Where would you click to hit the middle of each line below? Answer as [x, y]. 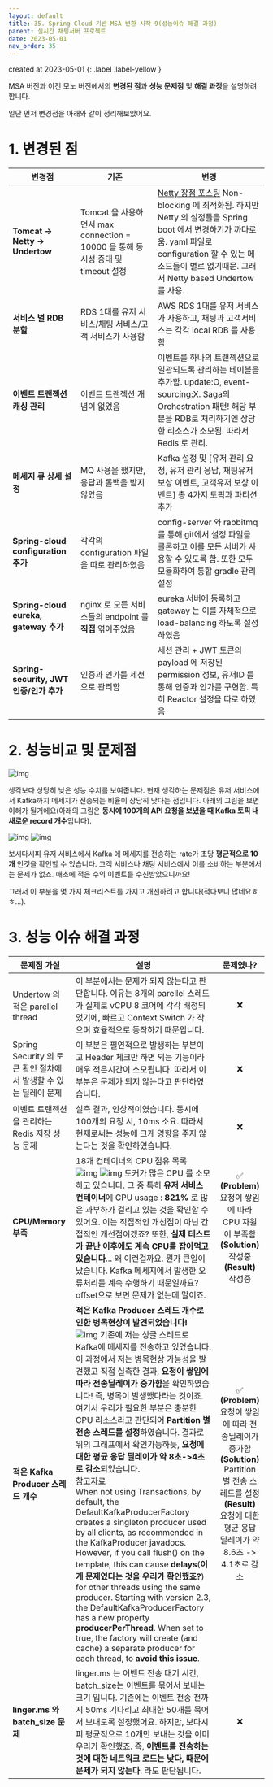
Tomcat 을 [100, 212]
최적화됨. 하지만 [231, 206]
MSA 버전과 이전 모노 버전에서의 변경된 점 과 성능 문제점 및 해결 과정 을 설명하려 [133, 86]
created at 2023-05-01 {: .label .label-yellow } [85, 69]
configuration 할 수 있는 [201, 254]
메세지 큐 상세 [37, 476]
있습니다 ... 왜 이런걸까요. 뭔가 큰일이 [141, 1259]
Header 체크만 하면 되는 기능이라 [145, 1057]
